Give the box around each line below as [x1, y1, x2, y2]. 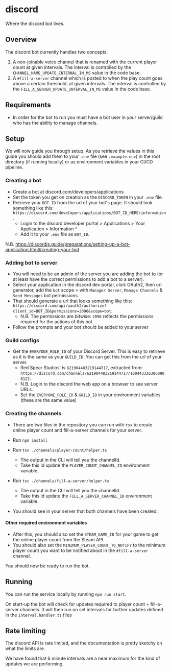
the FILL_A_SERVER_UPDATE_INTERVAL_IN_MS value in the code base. [12, 86, 152, 92]
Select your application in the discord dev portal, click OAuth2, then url [12, 281, 162, 287]
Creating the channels [5, 410, 62, 417]
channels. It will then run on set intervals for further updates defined [20, 606, 163, 612]
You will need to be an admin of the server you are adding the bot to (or [12, 271, 163, 277]
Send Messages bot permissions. [12, 292, 79, 298]
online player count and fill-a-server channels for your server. [12, 427, 143, 433]
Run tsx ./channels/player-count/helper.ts [12, 447, 107, 453]
